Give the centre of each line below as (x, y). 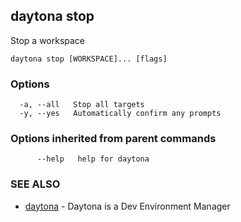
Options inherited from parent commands (113, 139)
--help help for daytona (93, 159)
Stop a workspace (48, 40)
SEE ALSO (35, 184)
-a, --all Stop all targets (82, 105)
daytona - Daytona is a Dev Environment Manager (127, 206)
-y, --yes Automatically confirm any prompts (120, 114)
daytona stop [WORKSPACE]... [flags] (89, 59)
